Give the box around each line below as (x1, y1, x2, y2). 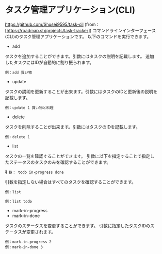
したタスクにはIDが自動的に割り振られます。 (5, 59, 94, 65)
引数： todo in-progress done (5, 170, 64, 175)
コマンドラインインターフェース (92, 27, 156, 33)
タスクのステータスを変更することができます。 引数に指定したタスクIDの (5, 222, 150, 229)
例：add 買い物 (5, 70, 32, 75)
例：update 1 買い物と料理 (5, 105, 54, 110)
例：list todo (5, 199, 32, 204)
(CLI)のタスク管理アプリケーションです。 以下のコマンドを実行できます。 (5, 34, 151, 39)
